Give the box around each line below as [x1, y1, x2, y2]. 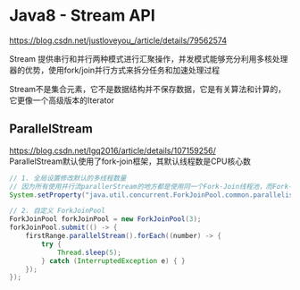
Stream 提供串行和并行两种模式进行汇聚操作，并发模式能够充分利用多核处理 [9, 53, 288, 64]
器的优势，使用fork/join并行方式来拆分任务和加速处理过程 [9, 64, 221, 75]
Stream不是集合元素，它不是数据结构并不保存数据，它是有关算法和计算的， [9, 83, 287, 94]
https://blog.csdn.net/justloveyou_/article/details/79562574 [9, 35, 228, 46]
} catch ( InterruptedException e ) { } [41, 256, 186, 265]
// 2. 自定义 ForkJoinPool [9, 207, 105, 216]
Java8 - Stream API [9, 5, 156, 26]
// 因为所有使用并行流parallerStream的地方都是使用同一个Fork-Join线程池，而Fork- [9, 182, 293, 191]
